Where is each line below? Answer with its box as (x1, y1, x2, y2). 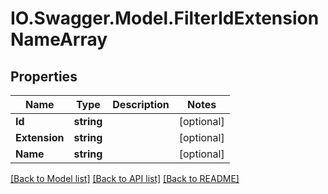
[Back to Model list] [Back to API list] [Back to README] (10, 173, 240, 184)
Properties (10, 68, 78, 85)
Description (112, 98, 170, 111)
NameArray (10, 28, 108, 51)
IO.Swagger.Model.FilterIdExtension (10, 7, 320, 30)
